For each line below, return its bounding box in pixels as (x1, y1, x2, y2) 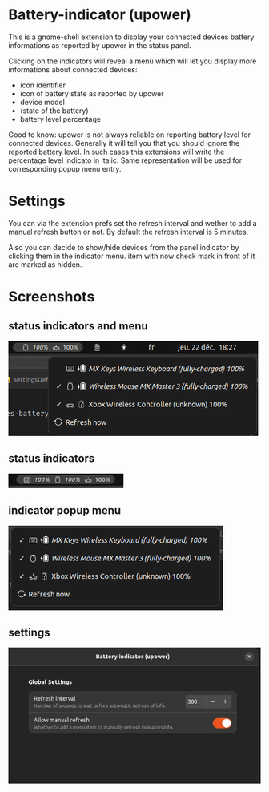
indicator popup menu (8, 503, 122, 518)
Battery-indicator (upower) (8, 6, 192, 24)
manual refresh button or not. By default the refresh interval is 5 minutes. (8, 227, 249, 236)
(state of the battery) (19, 106, 90, 115)
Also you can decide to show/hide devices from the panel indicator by (8, 242, 239, 252)
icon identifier (19, 80, 66, 90)
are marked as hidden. (8, 259, 82, 269)
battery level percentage (19, 114, 102, 123)
